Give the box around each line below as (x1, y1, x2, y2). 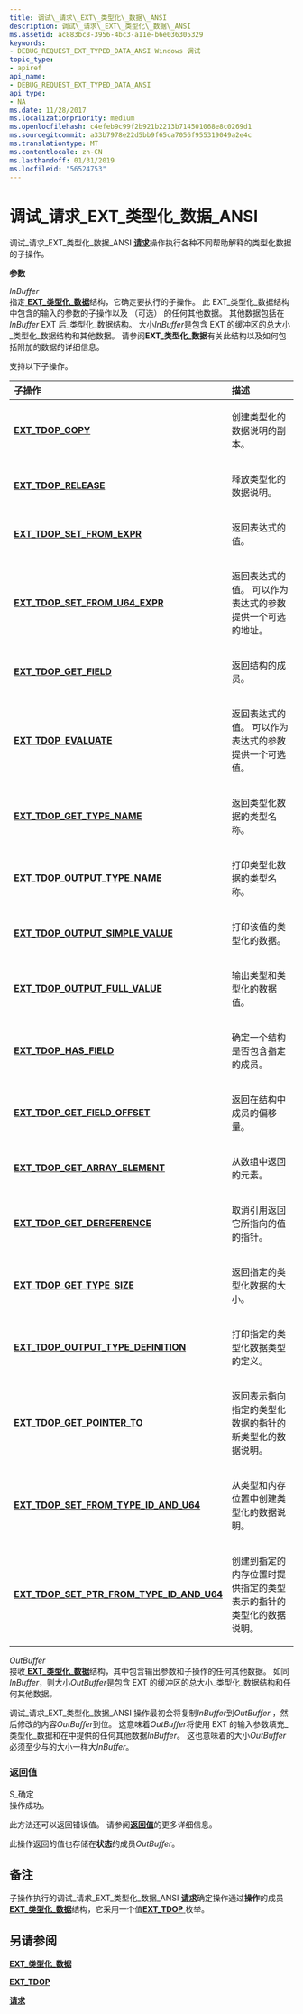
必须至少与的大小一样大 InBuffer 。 (9, 1741, 134, 1752)
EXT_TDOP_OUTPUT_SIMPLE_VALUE (14, 927, 173, 939)
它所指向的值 (231, 1217, 287, 1230)
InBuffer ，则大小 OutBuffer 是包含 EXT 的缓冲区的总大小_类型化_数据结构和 (9, 1677, 284, 1688)
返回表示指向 (231, 1390, 287, 1403)
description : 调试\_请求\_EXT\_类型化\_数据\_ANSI (9, 22, 191, 31)
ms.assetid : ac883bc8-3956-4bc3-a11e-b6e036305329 (9, 30, 204, 39)
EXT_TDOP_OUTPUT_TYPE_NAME (14, 872, 162, 884)
